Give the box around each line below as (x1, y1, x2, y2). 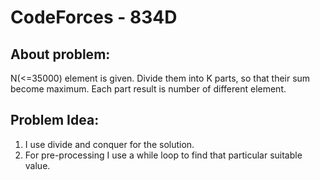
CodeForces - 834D (10, 6, 178, 29)
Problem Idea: (10, 112, 100, 129)
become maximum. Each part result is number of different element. (10, 83, 287, 95)
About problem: (10, 46, 111, 63)
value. (24, 159, 51, 171)
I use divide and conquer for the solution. (24, 138, 195, 150)
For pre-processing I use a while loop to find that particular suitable (24, 149, 303, 161)
